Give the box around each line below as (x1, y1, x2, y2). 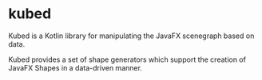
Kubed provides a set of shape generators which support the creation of (8, 55, 246, 64)
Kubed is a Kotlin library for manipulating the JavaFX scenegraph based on (8, 31, 255, 40)
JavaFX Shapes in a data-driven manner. (8, 63, 142, 72)
